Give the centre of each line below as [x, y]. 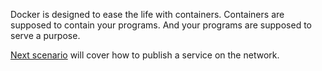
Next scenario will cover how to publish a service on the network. [145, 55]
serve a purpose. [45, 35]
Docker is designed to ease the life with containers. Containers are [147, 14]
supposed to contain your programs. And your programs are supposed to [161, 25]
